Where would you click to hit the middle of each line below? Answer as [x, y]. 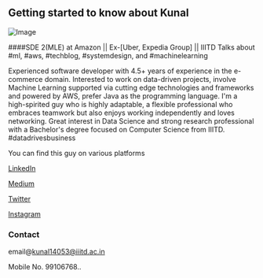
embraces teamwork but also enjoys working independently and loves [122, 113]
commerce [26, 79]
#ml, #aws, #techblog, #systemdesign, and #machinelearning [108, 55]
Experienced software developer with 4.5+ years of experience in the [120, 71]
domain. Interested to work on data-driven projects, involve [141, 79]
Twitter [20, 198]
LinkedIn [22, 168]
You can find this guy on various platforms [77, 153]
